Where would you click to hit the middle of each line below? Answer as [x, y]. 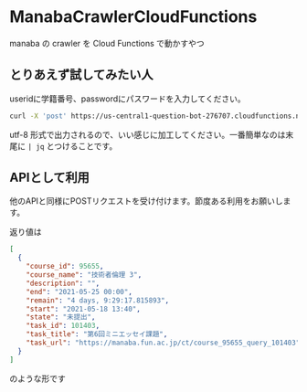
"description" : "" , [63, 283]
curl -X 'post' [38, 116]
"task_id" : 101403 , [63, 326]
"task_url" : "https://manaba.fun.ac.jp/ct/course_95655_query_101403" [163, 343]
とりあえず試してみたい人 [81, 75]
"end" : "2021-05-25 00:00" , [79, 291]
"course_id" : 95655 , [65, 267]
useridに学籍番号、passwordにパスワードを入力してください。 [127, 99]
